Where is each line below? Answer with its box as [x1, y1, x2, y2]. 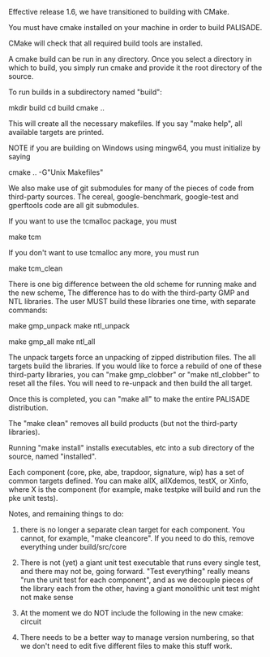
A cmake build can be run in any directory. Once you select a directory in [8, 54, 252, 63]
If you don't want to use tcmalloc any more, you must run [8, 248, 199, 257]
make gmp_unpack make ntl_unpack [8, 321, 131, 330]
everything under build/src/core [19, 542, 127, 551]
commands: [8, 305, 49, 315]
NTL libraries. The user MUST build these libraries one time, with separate [8, 297, 256, 306]
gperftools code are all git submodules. [8, 201, 139, 210]
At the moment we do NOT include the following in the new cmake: [19, 608, 244, 617]
